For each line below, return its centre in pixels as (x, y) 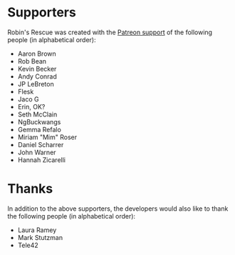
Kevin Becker (37, 69)
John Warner (37, 152)
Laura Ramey (37, 230)
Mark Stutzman (40, 237)
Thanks (30, 189)
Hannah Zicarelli (42, 160)
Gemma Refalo (40, 129)
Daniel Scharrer (41, 144)
